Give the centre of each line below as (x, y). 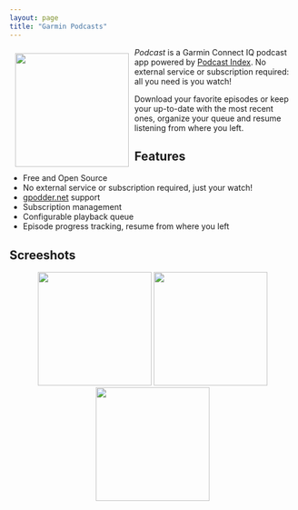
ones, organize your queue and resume (208, 118)
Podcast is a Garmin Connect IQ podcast (211, 52)
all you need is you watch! (183, 81)
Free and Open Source (65, 178)
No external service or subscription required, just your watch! (137, 188)
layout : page (34, 18)
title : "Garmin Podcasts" (58, 26)
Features (160, 156)
